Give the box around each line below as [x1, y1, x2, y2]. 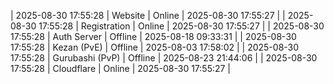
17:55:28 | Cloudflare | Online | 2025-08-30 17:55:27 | [10, 63, 232, 74]
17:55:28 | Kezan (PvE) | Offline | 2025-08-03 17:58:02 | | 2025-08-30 [10, 41, 300, 53]
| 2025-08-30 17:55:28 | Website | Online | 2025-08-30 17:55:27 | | [10, 10, 286, 21]
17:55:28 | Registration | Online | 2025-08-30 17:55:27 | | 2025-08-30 [38, 20, 325, 32]
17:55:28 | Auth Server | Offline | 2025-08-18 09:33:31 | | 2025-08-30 [10, 31, 297, 42]
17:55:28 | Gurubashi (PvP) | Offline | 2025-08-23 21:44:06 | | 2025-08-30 [10, 52, 318, 64]
